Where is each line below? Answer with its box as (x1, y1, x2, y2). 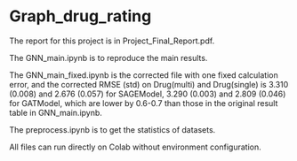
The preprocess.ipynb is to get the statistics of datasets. (9, 124, 216, 134)
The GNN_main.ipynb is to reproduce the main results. (9, 52, 208, 63)
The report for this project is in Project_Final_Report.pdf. (9, 35, 215, 46)
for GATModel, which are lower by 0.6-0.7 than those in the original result (9, 97, 278, 108)
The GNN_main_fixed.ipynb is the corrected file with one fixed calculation (9, 69, 278, 80)
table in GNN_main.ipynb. (9, 107, 102, 118)
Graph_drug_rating (9, 6, 152, 27)
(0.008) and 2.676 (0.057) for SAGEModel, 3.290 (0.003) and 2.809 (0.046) (9, 88, 286, 99)
